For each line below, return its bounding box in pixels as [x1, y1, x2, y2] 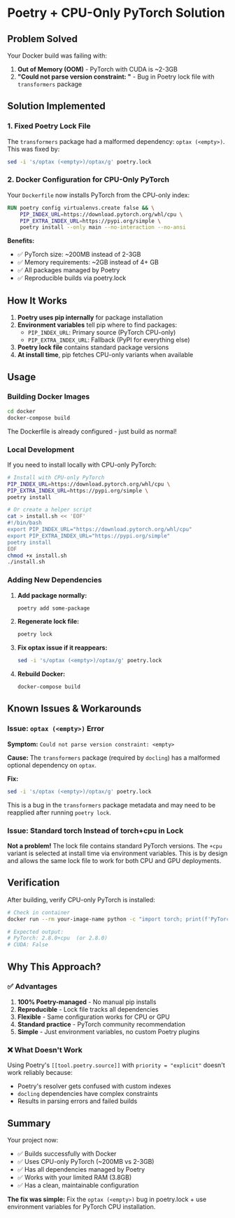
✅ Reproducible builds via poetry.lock [17, 274, 127, 282]
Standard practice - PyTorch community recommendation [17, 1019, 186, 1029]
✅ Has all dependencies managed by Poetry [17, 1165, 145, 1173]
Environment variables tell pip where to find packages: [17, 321, 177, 329]
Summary [7, 1117, 51, 1129]
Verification [7, 877, 60, 889]
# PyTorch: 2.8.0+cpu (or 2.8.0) [7, 935, 108, 942]
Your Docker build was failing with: [7, 51, 107, 60]
